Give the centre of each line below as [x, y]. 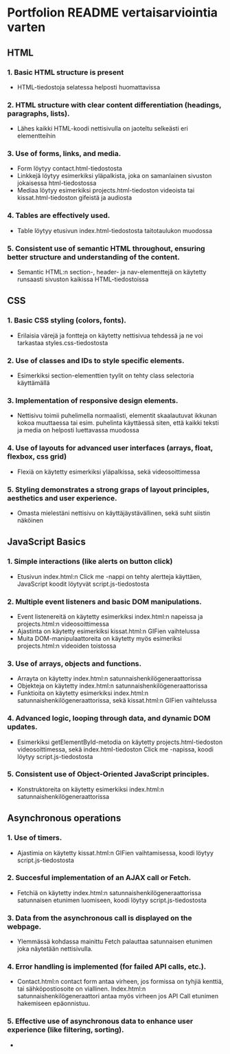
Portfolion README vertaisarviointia [113, 13]
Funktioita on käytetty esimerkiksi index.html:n [83, 693]
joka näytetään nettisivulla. [55, 949]
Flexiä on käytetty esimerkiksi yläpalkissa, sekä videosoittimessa [108, 472]
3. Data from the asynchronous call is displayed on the [100, 918]
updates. [22, 727]
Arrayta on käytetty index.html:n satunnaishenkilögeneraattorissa [109, 679]
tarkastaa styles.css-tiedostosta [62, 342]
